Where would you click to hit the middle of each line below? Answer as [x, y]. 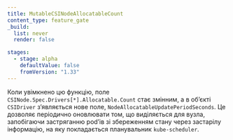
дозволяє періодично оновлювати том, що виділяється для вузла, [106, 114]
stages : [19, 52]
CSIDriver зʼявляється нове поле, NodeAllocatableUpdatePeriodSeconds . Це [116, 106]
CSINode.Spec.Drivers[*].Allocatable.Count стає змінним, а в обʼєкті [109, 99]
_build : [19, 27]
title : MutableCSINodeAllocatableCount [65, 14]
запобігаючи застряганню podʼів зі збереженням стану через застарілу [114, 121]
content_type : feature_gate [48, 20]
